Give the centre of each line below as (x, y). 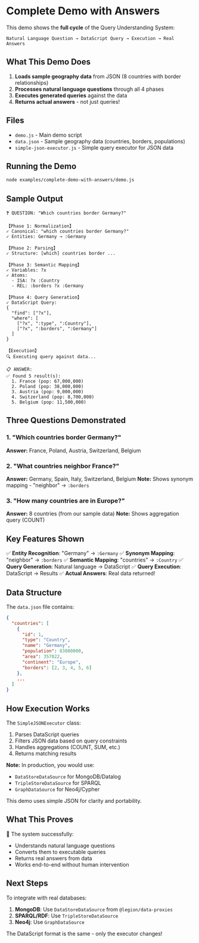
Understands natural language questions (65, 845)
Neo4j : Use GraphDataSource (49, 922)
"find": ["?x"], (32, 313)
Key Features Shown (45, 539)
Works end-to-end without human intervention (72, 864)
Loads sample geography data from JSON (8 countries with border (98, 76)
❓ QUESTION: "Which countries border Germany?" (66, 213)
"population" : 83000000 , (53, 651)
